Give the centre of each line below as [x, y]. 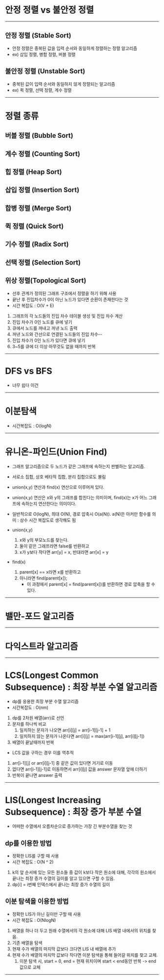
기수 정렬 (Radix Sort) [37, 244]
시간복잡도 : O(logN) [32, 426]
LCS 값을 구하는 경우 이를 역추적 [43, 753]
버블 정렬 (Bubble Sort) [39, 136]
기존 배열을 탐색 [27, 942]
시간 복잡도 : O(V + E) [33, 305]
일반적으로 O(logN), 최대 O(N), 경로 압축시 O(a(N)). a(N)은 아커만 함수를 [82, 514]
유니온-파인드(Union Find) [56, 452]
